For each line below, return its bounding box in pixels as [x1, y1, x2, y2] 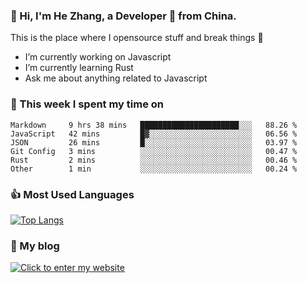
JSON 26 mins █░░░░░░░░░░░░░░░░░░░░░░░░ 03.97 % [10, 137, 298, 148]
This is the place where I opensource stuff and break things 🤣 [10, 32, 264, 44]
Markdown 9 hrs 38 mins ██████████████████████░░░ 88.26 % [10, 120, 298, 130]
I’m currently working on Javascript [24, 51, 172, 63]
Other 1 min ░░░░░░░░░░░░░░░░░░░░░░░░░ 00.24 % [10, 164, 298, 174]
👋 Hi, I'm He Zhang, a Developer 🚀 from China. [10, 9, 237, 23]
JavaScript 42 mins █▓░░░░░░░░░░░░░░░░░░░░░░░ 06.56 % [10, 129, 298, 139]
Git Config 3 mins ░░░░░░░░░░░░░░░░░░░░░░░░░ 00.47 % [10, 146, 298, 156]
